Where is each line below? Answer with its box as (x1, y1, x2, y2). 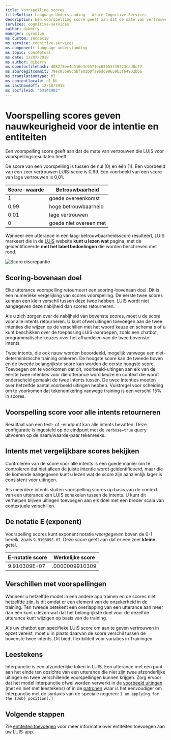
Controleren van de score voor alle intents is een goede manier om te (5, 460, 151, 466)
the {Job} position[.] (5, 696, 53, 701)
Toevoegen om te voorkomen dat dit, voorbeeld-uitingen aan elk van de (5, 366, 156, 372)
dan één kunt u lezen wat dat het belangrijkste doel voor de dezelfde (5, 609, 149, 615)
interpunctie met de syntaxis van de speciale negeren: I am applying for (5, 691, 159, 697)
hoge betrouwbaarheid (49, 203, 104, 210)
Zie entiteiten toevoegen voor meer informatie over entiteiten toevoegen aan (5, 723, 165, 730)
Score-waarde (8, 186, 44, 193)
